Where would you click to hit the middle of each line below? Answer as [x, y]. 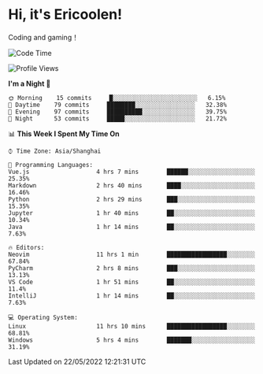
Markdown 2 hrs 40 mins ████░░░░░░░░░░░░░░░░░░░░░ [132, 185]
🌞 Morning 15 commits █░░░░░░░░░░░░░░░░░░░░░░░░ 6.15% [117, 98]
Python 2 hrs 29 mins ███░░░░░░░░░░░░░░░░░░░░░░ [132, 199]
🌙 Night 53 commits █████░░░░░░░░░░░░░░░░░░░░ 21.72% [117, 118]
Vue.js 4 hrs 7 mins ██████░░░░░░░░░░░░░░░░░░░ [132, 172]
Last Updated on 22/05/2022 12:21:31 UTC [77, 361]
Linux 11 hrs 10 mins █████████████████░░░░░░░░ [132, 326]
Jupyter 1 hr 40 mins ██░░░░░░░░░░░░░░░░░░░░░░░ [132, 213]
